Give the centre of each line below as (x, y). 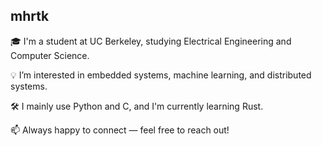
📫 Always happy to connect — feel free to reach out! (120, 130)
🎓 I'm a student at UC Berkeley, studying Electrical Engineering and (151, 41)
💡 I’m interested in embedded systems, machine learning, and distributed (161, 75)
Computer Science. (50, 55)
